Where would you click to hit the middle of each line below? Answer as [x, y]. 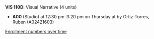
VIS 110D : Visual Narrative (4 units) [41, 7]
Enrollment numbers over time [36, 31]
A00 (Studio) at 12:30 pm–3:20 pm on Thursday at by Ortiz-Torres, [81, 17]
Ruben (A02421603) [33, 22]
